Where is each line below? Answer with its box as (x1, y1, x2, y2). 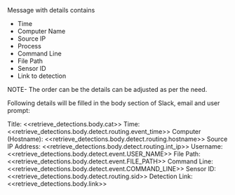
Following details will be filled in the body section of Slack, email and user (7, 99, 220, 107)
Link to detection (17, 72, 67, 80)
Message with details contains (7, 6, 95, 14)
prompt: (7, 107, 30, 114)
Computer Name (17, 27, 66, 35)
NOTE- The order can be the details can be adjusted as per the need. (7, 86, 208, 93)
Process (17, 42, 42, 50)
